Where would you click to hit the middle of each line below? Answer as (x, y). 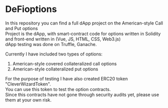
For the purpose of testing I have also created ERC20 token (67, 78)
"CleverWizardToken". (28, 84)
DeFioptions (31, 9)
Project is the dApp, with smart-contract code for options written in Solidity (83, 33)
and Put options (22, 28)
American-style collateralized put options (55, 69)
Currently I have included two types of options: (54, 54)
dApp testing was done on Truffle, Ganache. (51, 44)
